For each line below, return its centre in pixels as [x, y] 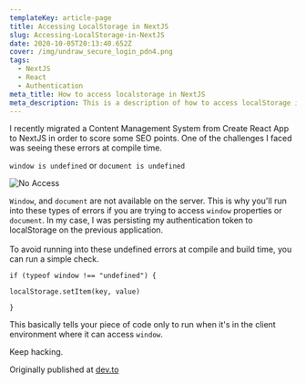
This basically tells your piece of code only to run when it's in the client [143, 325]
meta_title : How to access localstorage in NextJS [107, 94]
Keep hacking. [36, 352]
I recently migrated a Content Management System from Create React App [149, 129]
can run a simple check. [55, 259]
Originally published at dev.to [64, 369]
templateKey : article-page [61, 18]
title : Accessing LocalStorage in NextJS [89, 26]
